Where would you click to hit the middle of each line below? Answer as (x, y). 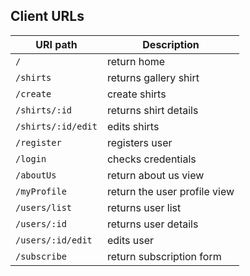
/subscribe (41, 256)
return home (136, 61)
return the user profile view (170, 191)
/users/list (44, 207)
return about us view (155, 175)
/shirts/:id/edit (56, 126)
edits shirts (133, 126)
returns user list (144, 207)
